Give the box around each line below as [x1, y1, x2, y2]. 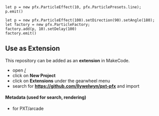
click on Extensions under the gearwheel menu [12, 78, 111, 84]
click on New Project [12, 72, 56, 78]
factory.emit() [5, 31, 37, 36]
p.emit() [5, 9, 23, 14]
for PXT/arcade [12, 106, 44, 112]
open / [12, 67, 26, 73]
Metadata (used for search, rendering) [5, 95, 86, 101]
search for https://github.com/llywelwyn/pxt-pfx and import [12, 83, 140, 89]
